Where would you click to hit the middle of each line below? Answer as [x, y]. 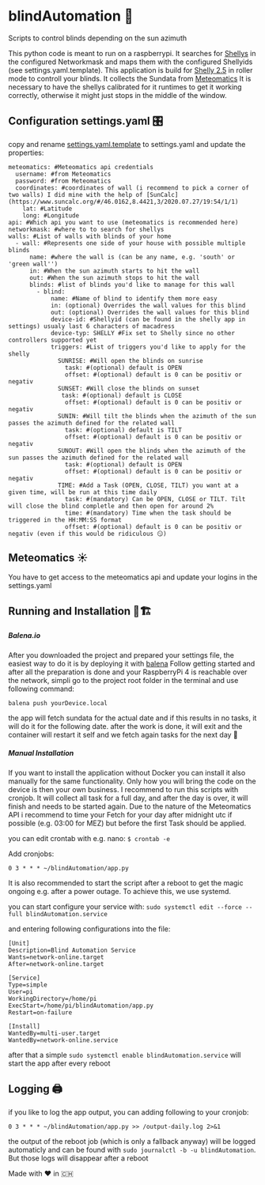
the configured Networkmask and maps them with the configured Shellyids [131, 62]
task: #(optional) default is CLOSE [121, 395]
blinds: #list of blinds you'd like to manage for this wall [132, 285]
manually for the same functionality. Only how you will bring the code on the [132, 781]
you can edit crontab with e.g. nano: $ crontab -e [89, 838]
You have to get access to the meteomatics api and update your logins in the [133, 577]
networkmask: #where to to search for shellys [86, 229]
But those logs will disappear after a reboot [78, 1158]
